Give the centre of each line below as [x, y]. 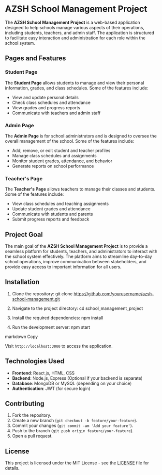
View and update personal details [45, 97]
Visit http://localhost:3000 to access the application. [59, 346]
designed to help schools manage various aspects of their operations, [74, 27]
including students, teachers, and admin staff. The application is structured [80, 33]
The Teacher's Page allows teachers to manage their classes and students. [80, 189]
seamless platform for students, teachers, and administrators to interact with [81, 252]
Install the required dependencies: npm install [57, 318]
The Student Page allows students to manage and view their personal [74, 83]
